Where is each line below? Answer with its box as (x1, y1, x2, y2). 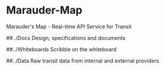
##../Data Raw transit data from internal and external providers (6, 57, 159, 64)
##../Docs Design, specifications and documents (6, 34, 126, 41)
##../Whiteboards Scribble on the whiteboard (6, 45, 117, 53)
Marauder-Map (6, 4, 82, 17)
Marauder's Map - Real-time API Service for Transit (6, 23, 132, 30)
